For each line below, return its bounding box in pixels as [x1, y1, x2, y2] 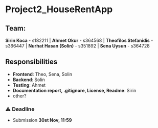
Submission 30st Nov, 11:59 [12, 117, 72, 123]
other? [12, 93, 27, 99]
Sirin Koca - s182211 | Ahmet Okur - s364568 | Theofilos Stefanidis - [5, 37, 153, 43]
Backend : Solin [12, 76, 45, 83]
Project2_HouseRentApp [5, 4, 113, 15]
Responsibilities [5, 58, 58, 66]
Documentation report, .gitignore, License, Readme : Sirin [12, 87, 137, 93]
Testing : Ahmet [12, 82, 46, 88]
